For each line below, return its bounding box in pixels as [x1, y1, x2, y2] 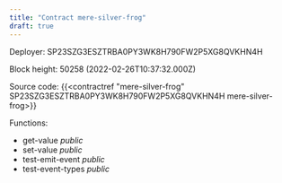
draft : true [9, 22, 54, 30]
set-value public [22, 144, 83, 155]
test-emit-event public [22, 153, 105, 164]
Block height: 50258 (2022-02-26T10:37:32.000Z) [9, 64, 196, 74]
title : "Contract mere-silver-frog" [9, 13, 146, 22]
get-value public [22, 135, 84, 145]
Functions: [9, 118, 48, 128]
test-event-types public [22, 163, 110, 174]
